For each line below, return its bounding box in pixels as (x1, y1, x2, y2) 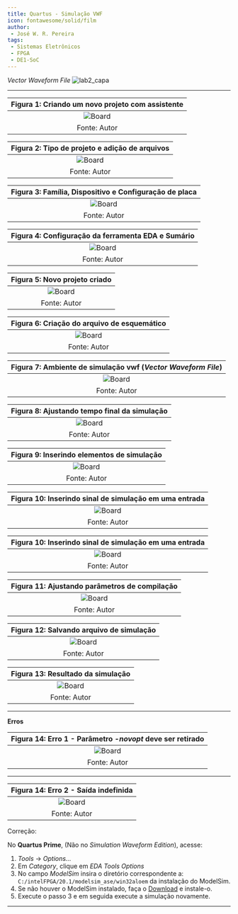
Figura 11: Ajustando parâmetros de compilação (11, 581, 178, 591)
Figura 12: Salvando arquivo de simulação (11, 624, 157, 634)
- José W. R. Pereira (10, 30, 74, 38)
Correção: (7, 826, 37, 835)
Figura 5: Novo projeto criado (11, 274, 112, 284)
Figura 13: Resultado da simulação (11, 668, 131, 678)
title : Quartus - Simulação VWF (7, 10, 103, 18)
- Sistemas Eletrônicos (10, 43, 81, 50)
